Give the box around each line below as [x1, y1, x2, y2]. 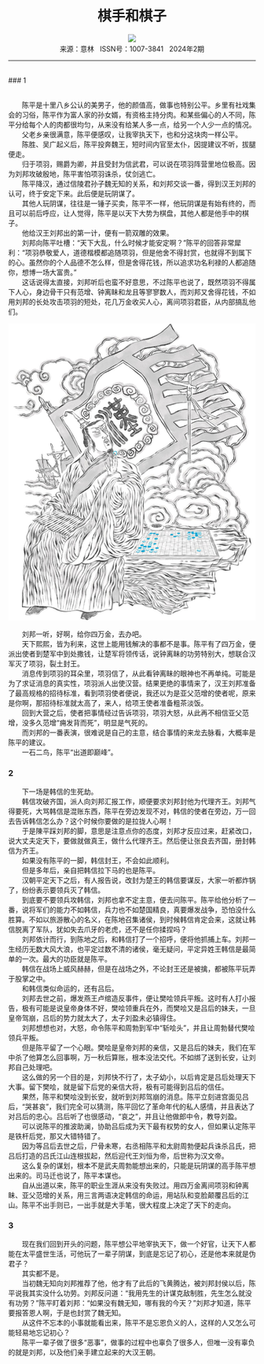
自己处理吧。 [14, 1062, 57, 1072]
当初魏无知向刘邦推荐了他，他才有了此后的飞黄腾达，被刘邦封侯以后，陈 [21, 1278, 256, 1288]
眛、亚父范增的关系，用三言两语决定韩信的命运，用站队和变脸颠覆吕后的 [8, 1190, 242, 1199]
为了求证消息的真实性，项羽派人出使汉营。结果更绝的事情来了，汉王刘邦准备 [8, 679, 256, 688]
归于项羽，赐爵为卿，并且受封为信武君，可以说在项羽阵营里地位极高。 [21, 159, 249, 169]
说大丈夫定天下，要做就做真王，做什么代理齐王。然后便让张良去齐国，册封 [8, 836, 249, 845]
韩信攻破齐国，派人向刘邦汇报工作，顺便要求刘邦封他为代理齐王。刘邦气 [21, 796, 256, 806]
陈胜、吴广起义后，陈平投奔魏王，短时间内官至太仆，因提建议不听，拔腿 [21, 139, 256, 149]
